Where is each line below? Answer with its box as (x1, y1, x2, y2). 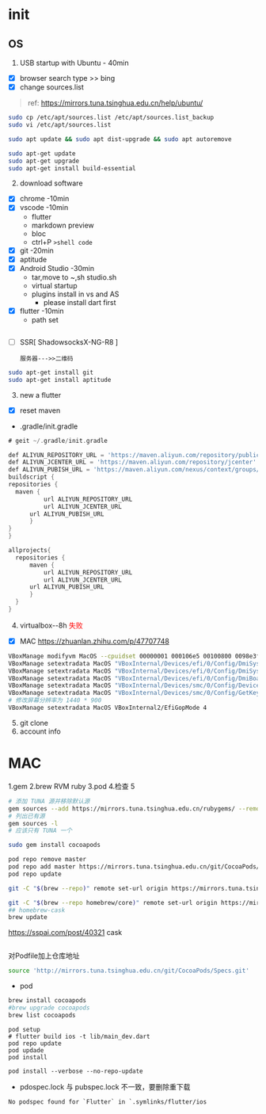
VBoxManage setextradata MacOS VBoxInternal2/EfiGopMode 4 (8, 704, 207, 712)
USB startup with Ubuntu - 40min (19, 58, 129, 67)
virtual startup (31, 280, 78, 290)
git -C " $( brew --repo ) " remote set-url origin (8, 884, 169, 892)
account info (19, 727, 61, 736)
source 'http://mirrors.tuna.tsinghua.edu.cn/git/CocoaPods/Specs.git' (8, 967, 249, 975)
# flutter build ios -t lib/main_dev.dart (8, 1032, 150, 1040)
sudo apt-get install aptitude (8, 376, 112, 383)
